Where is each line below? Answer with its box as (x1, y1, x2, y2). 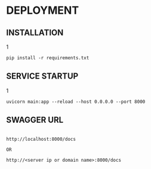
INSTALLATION (6, 28, 64, 38)
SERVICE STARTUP (6, 71, 79, 82)
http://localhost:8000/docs (6, 136, 76, 142)
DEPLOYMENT (6, 4, 79, 17)
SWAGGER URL (6, 115, 64, 125)
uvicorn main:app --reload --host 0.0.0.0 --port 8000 (6, 98, 146, 105)
